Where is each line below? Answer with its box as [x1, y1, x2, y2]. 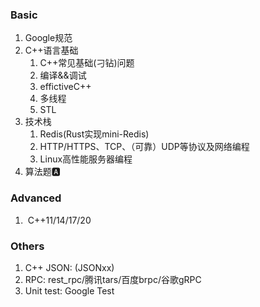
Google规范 [24, 32, 73, 44]
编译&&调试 [39, 69, 87, 82]
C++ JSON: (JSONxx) [24, 261, 115, 273]
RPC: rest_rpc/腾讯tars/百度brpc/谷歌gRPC [24, 273, 202, 285]
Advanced [10, 191, 62, 205]
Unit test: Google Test [24, 284, 115, 297]
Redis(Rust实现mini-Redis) [39, 128, 150, 140]
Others [10, 239, 45, 253]
